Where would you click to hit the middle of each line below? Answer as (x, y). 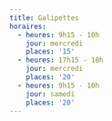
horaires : (28, 26)
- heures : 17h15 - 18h (61, 60)
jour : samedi (51, 94)
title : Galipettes (44, 18)
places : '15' (51, 52)
